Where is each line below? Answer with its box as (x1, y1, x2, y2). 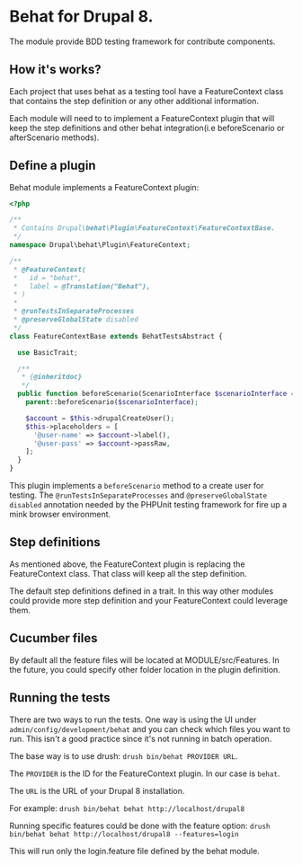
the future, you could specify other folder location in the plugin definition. (9, 664, 280, 675)
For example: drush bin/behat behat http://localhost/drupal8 (9, 802, 245, 814)
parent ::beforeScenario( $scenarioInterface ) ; (25, 398, 200, 407)
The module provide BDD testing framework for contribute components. (9, 36, 276, 47)
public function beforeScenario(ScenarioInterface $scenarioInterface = (17, 389, 296, 399)
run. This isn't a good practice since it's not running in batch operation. (9, 733, 272, 744)
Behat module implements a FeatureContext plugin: (9, 181, 200, 192)
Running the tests (9, 690, 111, 706)
